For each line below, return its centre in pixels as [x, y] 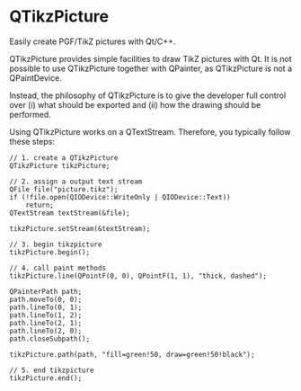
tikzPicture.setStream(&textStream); [80, 228]
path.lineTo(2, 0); [46, 331]
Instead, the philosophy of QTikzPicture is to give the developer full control [148, 95]
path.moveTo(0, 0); [46, 299]
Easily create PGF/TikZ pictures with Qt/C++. [93, 41]
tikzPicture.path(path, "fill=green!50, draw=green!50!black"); [132, 354]
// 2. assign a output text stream [76, 182]
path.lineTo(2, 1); [46, 323]
